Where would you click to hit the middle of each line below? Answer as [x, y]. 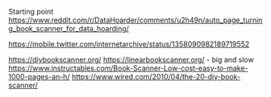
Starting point [31, 12]
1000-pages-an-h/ [39, 77]
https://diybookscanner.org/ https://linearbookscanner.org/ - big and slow [131, 60]
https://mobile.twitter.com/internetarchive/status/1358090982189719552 [129, 44]
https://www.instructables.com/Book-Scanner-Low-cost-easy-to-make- [128, 68]
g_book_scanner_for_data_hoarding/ [69, 28]
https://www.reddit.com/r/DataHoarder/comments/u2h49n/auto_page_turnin [135, 20]
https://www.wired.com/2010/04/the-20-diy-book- [156, 77]
